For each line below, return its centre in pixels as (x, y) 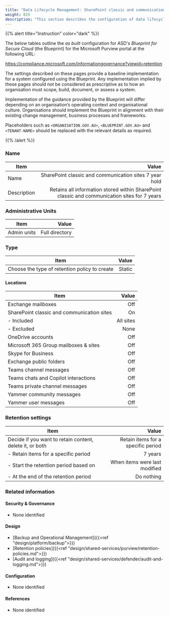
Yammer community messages (44, 395)
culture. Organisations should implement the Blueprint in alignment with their (84, 110)
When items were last (136, 462)
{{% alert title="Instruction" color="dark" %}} (52, 34)
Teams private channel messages (47, 386)
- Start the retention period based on (52, 465)
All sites (126, 321)
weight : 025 (18, 15)
